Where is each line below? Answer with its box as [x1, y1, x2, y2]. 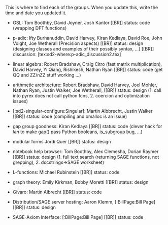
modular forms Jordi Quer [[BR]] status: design [12, 139, 111, 144]
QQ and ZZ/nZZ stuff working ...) [12, 72, 81, 78]
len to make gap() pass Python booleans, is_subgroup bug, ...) [12, 129, 143, 135]
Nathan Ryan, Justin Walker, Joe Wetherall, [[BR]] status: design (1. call [12, 87, 161, 93]
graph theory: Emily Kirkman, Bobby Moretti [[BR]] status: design [12, 179, 149, 185]
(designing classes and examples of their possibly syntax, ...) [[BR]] [12, 46, 154, 52]
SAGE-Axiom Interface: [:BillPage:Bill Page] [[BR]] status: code [12, 214, 144, 220]
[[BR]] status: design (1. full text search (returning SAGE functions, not [12, 154, 159, 160]
